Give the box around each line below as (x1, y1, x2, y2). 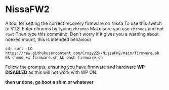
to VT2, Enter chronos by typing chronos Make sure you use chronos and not (5, 25, 164, 31)
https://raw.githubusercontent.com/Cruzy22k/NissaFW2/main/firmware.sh (5, 51, 159, 56)
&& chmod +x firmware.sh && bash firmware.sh (5, 55, 103, 60)
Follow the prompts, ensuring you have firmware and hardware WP (5, 64, 145, 70)
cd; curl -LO (5, 46, 33, 51)
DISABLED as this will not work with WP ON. (5, 69, 98, 75)
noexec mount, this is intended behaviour (5, 36, 92, 42)
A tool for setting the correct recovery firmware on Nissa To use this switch (5, 20, 162, 26)
